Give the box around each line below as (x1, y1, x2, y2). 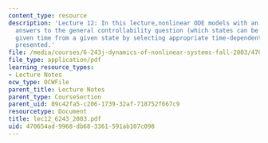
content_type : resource (8, 11, 88, 20)
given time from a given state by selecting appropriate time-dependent (15, 33, 262, 42)
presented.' (15, 41, 56, 49)
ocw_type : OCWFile (8, 78, 69, 86)
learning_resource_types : (8, 64, 94, 71)
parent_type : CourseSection (8, 93, 102, 101)
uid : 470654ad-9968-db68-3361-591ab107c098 (8, 122, 156, 130)
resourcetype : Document (8, 108, 88, 116)
